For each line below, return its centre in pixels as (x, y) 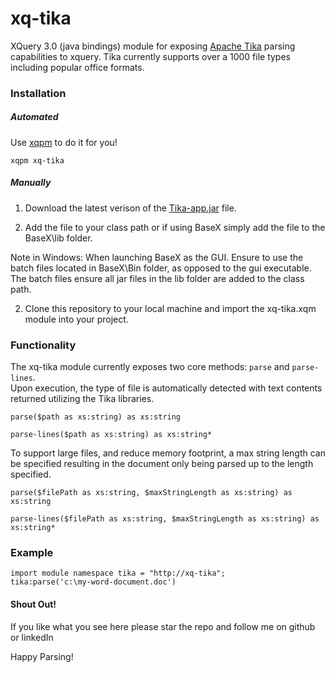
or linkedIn (32, 637)
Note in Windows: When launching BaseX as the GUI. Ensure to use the (157, 257)
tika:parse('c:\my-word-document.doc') (93, 582)
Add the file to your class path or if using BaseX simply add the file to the (175, 227)
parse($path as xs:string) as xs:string (96, 417)
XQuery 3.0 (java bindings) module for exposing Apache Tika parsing (153, 46)
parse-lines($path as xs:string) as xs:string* (111, 435)
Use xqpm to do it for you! (64, 142)
